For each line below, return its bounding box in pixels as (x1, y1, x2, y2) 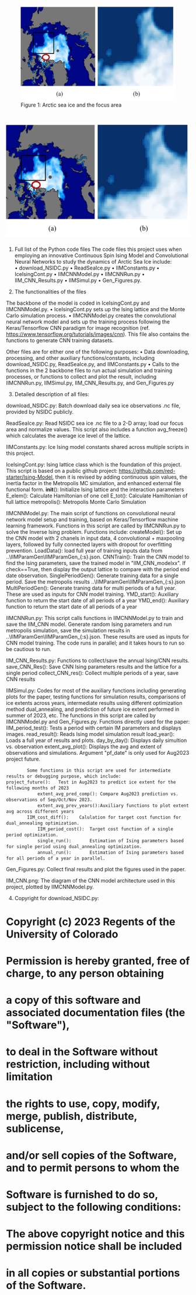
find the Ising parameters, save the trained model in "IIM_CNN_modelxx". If (6, 559, 186, 567)
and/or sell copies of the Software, (6, 1149, 177, 1162)
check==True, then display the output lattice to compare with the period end (6, 565, 190, 572)
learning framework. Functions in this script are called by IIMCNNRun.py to (6, 522, 186, 529)
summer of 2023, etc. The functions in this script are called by (6, 711, 156, 719)
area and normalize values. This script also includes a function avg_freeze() (6, 425, 188, 432)
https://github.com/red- (118, 467, 176, 474)
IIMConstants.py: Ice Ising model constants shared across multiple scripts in (6, 443, 190, 450)
